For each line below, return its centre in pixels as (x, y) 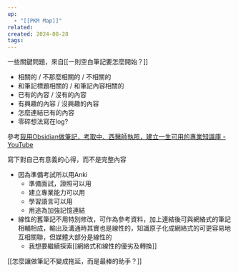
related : (20, 27)
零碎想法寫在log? (43, 121)
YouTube (20, 145)
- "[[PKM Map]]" (38, 21)
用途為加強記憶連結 (57, 211)
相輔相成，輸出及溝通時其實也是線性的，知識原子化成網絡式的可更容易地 (124, 228)
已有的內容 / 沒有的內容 (52, 95)
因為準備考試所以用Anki (53, 175)
